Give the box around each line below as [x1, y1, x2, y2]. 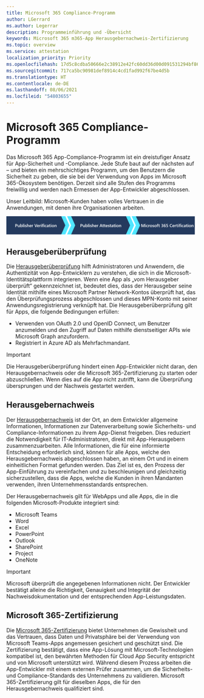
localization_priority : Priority [6, 55, 91, 61]
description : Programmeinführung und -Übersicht [6, 29, 132, 35]
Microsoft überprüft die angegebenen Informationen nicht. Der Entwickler [6, 579, 190, 587]
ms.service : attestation [6, 49, 69, 55]
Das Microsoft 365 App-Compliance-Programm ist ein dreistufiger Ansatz [6, 153, 191, 161]
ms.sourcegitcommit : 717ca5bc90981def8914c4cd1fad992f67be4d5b [6, 68, 170, 74]
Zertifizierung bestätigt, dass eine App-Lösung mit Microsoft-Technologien [6, 646, 194, 653]
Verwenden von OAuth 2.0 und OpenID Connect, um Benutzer [15, 320, 171, 327]
